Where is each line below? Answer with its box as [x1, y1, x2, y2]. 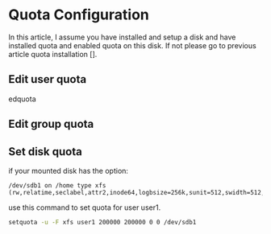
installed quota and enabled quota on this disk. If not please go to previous [8, 40, 256, 50]
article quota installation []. [8, 49, 98, 59]
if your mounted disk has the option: [8, 166, 129, 175]
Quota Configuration [8, 6, 149, 24]
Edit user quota [8, 72, 87, 86]
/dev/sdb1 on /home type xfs [8, 181, 106, 190]
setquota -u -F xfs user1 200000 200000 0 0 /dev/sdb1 [8, 218, 197, 226]
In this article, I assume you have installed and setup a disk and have [8, 32, 236, 42]
